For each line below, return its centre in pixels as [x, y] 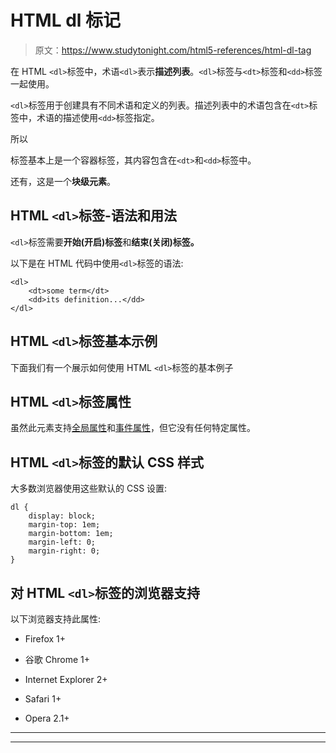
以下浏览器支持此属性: [56, 619]
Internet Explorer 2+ [66, 679]
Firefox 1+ [45, 639]
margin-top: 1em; [64, 525]
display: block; [62, 516]
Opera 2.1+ [47, 718]
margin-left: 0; [62, 542]
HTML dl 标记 [66, 20]
